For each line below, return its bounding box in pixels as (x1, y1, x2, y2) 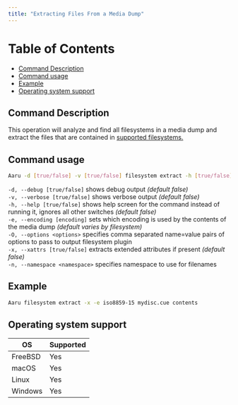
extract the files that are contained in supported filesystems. (8, 133, 184, 142)
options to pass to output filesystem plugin (8, 238, 133, 246)
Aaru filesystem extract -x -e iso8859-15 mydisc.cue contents (8, 299, 198, 306)
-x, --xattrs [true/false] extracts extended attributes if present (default (8, 245, 225, 254)
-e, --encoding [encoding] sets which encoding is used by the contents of (8, 215, 227, 224)
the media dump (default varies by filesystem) (8, 223, 143, 231)
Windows (11, 386, 43, 396)
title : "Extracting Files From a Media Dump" (8, 10, 144, 18)
